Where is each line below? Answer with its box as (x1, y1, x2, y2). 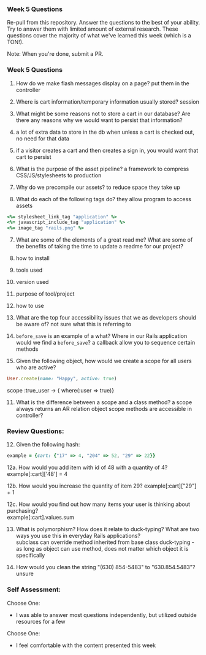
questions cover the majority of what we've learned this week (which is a (7, 32, 192, 39)
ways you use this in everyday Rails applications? (15, 532, 140, 540)
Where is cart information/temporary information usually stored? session (15, 98, 200, 105)
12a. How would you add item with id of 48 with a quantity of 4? (7, 464, 168, 471)
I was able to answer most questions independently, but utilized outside (15, 611, 197, 618)
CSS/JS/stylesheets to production (15, 171, 102, 179)
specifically (15, 551, 45, 559)
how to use (15, 302, 45, 310)
